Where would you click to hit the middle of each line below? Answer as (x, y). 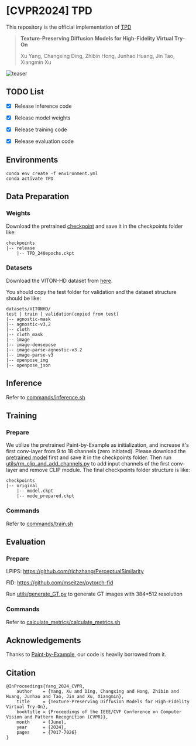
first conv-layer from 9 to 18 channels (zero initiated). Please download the (96, 451)
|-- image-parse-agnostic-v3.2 (44, 350)
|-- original (22, 486)
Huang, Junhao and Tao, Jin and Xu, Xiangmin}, (65, 697)
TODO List (25, 92)
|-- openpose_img (27, 360)
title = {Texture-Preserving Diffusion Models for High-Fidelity (103, 702)
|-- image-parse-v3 (30, 355)
